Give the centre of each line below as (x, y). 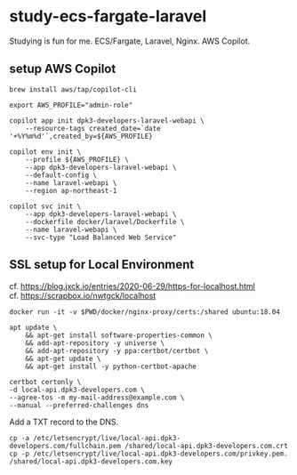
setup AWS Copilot (63, 69)
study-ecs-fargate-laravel (108, 16)
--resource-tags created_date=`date (93, 128)
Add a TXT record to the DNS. (64, 422)
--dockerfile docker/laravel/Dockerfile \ (105, 221)
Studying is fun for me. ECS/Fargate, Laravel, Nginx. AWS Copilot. (130, 41)
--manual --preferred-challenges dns (79, 405)
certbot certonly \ (45, 382)
